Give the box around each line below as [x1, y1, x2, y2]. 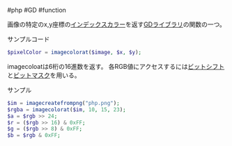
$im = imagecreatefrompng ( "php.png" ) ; [7, 99, 120, 106]
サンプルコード [7, 35, 50, 43]
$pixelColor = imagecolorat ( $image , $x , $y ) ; [7, 49, 141, 56]
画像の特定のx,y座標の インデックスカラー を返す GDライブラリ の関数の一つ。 [7, 20, 226, 29]
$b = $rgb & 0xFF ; [7, 132, 61, 139]
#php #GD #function [7, 6, 66, 14]
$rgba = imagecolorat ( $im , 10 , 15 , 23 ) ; [7, 106, 127, 113]
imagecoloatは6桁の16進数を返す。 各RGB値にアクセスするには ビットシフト [7, 62, 225, 70]
